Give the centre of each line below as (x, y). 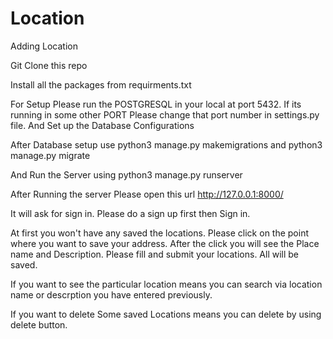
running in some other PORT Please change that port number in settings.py (165, 114)
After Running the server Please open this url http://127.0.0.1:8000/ (147, 194)
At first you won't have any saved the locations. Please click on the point (160, 233)
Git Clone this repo (49, 65)
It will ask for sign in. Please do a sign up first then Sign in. (130, 213)
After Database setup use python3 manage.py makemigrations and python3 (166, 144)
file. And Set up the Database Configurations (102, 125)
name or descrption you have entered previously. (111, 294)
